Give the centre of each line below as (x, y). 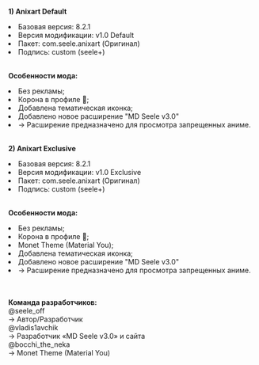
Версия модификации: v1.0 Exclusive (80, 172)
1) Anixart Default (38, 11)
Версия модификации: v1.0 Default (76, 35)
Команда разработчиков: (53, 302)
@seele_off (27, 311)
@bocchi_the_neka (39, 344)
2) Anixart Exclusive (42, 148)
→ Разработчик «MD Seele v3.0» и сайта (77, 336)
